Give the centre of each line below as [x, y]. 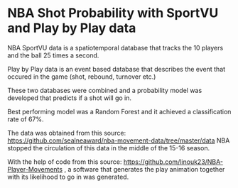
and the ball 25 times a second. [53, 55]
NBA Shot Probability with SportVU [113, 13]
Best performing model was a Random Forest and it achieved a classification [119, 111]
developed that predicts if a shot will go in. [70, 98]
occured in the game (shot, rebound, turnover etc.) [82, 77]
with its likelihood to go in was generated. [68, 177]
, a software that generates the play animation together [144, 169]
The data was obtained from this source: [67, 133]
